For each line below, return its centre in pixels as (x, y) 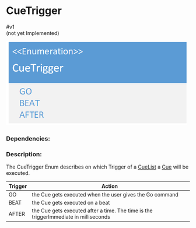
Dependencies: (28, 138)
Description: (24, 154)
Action (110, 186)
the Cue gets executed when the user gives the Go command (105, 194)
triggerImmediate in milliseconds (71, 217)
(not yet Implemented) (33, 33)
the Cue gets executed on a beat (71, 203)
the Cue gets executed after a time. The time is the (92, 211)
